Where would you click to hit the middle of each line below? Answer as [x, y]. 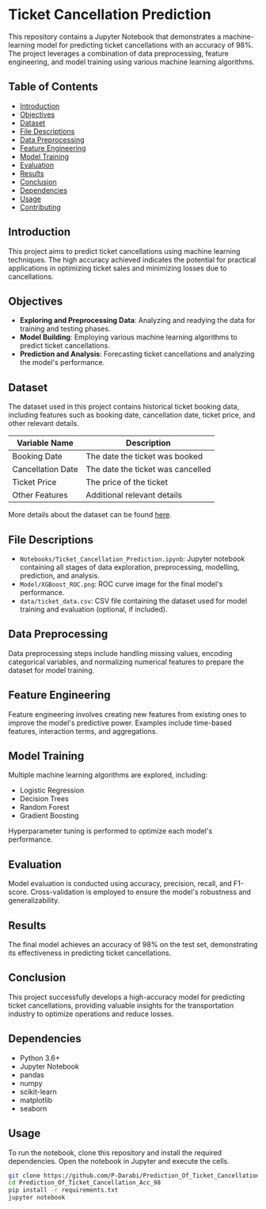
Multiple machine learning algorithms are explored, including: [108, 775]
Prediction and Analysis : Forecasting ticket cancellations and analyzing [137, 354]
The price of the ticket [127, 482]
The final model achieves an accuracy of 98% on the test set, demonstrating [133, 945]
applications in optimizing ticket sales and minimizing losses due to [118, 268]
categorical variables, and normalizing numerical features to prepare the [126, 662]
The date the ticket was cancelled [148, 470]
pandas [32, 1075]
